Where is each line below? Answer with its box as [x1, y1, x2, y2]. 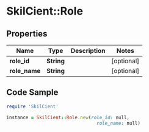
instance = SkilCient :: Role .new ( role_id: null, [6, 114, 130, 120]
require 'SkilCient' [6, 103, 59, 109]
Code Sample [6, 87, 59, 98]
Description [70, 47, 106, 55]
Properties [6, 29, 48, 39]
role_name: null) [96, 120, 140, 126]
